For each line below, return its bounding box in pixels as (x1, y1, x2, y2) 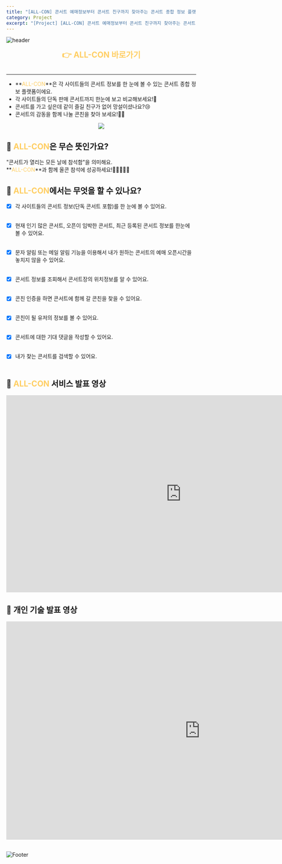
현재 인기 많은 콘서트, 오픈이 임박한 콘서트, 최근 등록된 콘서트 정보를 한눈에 (14, 222, 190, 230)
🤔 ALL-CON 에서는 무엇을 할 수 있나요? (6, 185, 142, 196)
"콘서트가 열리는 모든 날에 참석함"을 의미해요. (6, 158, 113, 166)
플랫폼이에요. (21, 88, 52, 95)
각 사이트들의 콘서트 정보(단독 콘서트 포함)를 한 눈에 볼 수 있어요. (14, 203, 167, 210)
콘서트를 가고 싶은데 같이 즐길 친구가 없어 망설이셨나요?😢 (14, 103, 151, 111)
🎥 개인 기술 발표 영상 (6, 605, 78, 615)
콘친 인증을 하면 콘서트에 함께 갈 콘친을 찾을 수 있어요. (14, 295, 142, 302)
